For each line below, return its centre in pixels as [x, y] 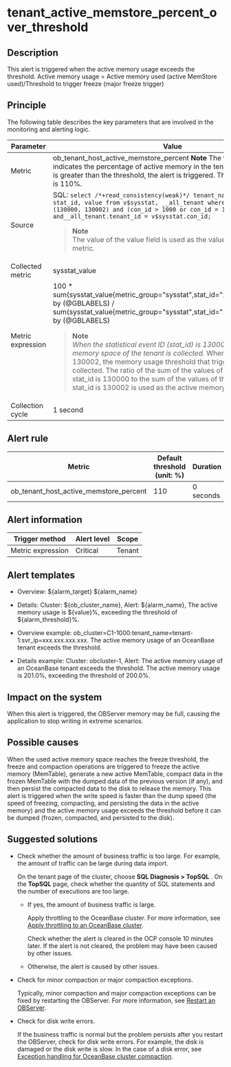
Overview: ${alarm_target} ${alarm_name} [77, 592]
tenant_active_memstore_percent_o [112, 13]
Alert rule [28, 439]
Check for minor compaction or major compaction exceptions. [105, 980]
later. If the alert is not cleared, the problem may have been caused [122, 946]
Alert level [92, 539]
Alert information [45, 520]
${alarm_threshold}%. [48, 620]
